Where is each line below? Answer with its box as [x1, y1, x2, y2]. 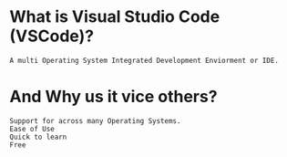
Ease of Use [9, 124, 55, 133]
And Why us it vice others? [9, 87, 218, 107]
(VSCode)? [9, 26, 94, 47]
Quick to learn [9, 132, 67, 141]
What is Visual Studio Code [9, 6, 220, 27]
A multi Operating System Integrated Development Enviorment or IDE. [9, 56, 280, 65]
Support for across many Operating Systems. [9, 116, 181, 125]
